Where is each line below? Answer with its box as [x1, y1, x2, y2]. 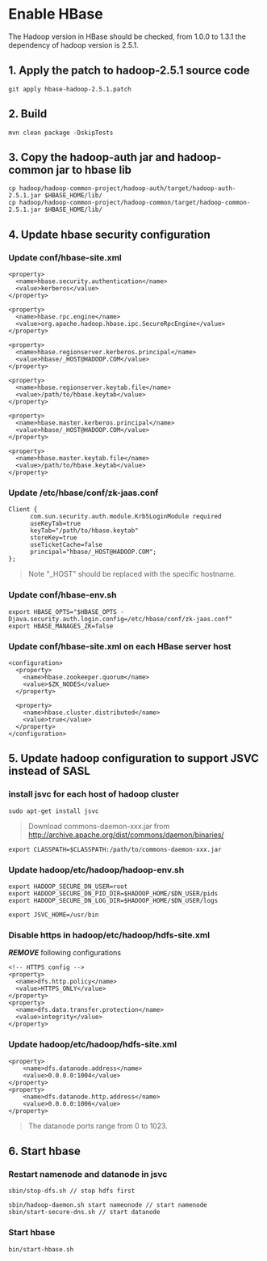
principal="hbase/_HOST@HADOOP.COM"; [29, 548, 157, 556]
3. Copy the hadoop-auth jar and [8, 150, 175, 164]
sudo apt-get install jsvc [8, 806, 99, 815]
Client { [8, 506, 38, 514]
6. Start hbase [8, 1144, 81, 1157]
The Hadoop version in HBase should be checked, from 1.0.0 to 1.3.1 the [8, 32, 246, 41]
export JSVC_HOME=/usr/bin [8, 911, 99, 919]
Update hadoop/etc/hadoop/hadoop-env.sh [8, 864, 185, 875]
